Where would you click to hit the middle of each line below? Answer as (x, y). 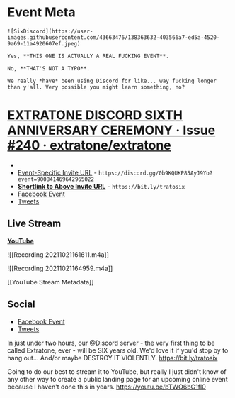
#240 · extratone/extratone (89, 145)
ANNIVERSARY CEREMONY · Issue (111, 130)
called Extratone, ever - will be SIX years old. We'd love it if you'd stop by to (118, 350)
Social (21, 305)
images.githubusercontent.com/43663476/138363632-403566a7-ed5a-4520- (114, 37)
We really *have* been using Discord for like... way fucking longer (112, 81)
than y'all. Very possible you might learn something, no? (96, 87)
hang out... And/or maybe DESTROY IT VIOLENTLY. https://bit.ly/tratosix (113, 358)
